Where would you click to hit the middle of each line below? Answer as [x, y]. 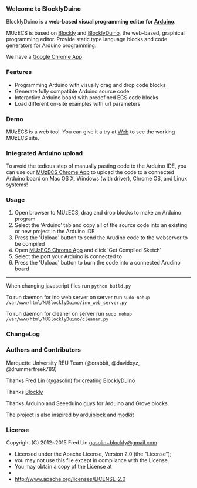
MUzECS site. [23, 138]
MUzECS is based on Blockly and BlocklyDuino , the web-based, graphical [95, 33]
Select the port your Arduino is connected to [68, 256]
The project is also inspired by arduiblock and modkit [70, 415]
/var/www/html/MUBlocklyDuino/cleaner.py [57, 319]
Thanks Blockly [25, 392]
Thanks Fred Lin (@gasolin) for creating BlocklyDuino [71, 380]
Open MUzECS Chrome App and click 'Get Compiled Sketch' [88, 250]
